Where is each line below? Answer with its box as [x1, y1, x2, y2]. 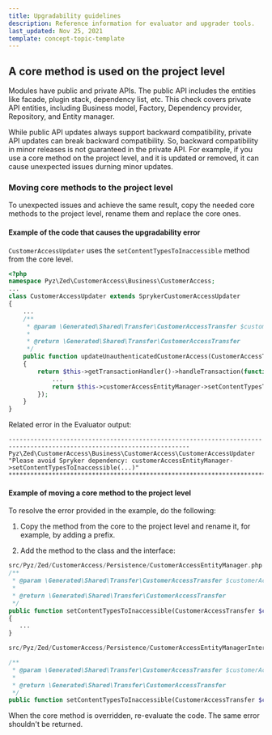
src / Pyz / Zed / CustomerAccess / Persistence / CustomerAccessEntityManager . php [8, 562, 263, 570]
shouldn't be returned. [8, 720, 83, 729]
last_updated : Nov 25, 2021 [8, 27, 104, 35]
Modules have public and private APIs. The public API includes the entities [8, 86, 257, 96]
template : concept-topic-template [8, 34, 125, 43]
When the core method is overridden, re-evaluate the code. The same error [8, 711, 261, 720]
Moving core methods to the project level [8, 181, 173, 193]
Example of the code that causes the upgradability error [8, 227, 201, 237]
